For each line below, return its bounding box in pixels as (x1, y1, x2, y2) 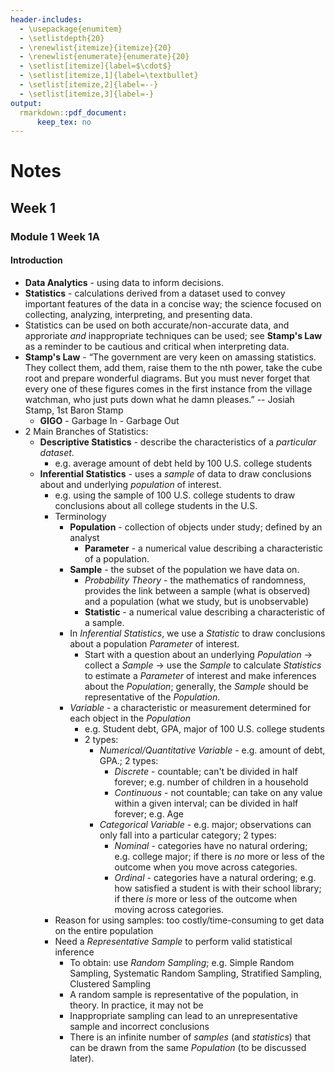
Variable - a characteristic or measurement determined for (69, 701, 312, 713)
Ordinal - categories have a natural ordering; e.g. (114, 871, 317, 883)
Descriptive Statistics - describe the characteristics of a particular (39, 436, 317, 448)
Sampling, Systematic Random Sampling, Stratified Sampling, (69, 967, 323, 979)
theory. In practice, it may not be (69, 999, 204, 1011)
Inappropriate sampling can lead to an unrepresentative (69, 1009, 298, 1021)
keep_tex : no (36, 117, 92, 127)
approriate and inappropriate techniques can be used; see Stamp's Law (24, 329, 323, 341)
